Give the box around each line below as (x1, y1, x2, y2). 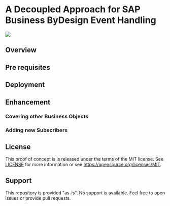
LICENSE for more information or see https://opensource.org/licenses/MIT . (5, 162, 162, 168)
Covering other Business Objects (5, 113, 89, 120)
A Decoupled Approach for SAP (5, 4, 141, 15)
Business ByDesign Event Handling (5, 14, 156, 26)
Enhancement (5, 98, 51, 107)
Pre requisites (5, 63, 50, 72)
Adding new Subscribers (5, 126, 67, 134)
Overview (5, 46, 37, 55)
